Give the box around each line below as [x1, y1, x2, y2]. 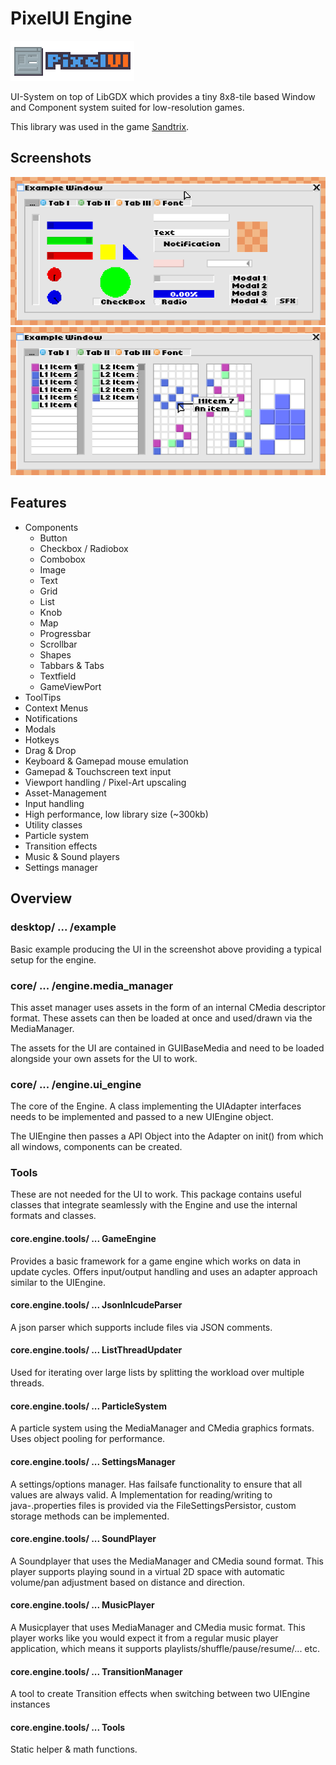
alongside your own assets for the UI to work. [10, 1052, 198, 1064]
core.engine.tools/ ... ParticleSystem [10, 1400, 167, 1412]
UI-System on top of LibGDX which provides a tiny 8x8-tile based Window [10, 90, 316, 102]
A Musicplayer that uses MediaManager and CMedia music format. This [10, 1621, 306, 1633]
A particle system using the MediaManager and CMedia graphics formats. [10, 1422, 315, 1434]
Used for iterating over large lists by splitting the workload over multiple [10, 1367, 305, 1379]
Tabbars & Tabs [39, 659, 105, 671]
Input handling [24, 797, 85, 809]
